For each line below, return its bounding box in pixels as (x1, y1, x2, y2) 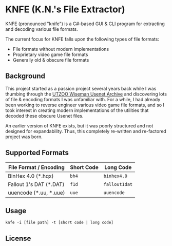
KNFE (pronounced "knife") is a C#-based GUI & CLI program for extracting (5, 21, 165, 27)
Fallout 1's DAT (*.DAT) (8, 181, 65, 188)
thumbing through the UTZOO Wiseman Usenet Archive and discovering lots (5, 91, 167, 97)
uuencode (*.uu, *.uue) (8, 189, 65, 196)
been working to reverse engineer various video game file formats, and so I (5, 102, 164, 108)
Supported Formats (5, 148, 69, 157)
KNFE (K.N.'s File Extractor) (5, 4, 125, 15)
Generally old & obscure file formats (12, 56, 89, 63)
